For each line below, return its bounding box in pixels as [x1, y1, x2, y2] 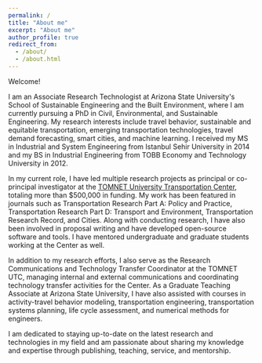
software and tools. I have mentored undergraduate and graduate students [8, 232, 249, 241]
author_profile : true [8, 33, 79, 42]
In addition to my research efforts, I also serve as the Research [8, 256, 211, 265]
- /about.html [15, 56, 61, 64]
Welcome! [8, 76, 41, 86]
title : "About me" [8, 19, 68, 27]
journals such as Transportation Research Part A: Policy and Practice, [8, 198, 233, 208]
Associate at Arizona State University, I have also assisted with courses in [8, 289, 246, 298]
